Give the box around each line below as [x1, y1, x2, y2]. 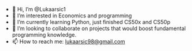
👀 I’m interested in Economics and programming [12, 12, 132, 19]
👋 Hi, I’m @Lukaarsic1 [12, 6, 66, 13]
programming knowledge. [12, 31, 77, 38]
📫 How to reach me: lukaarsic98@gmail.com [12, 38, 125, 45]
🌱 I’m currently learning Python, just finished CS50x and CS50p [12, 19, 171, 25]
